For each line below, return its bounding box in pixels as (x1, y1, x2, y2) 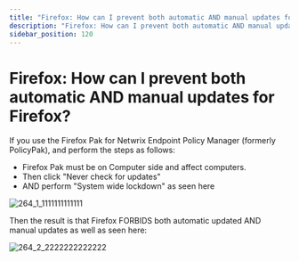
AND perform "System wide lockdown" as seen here (21, 181, 215, 192)
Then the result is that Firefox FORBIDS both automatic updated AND (9, 216, 262, 226)
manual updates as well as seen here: (9, 224, 148, 236)
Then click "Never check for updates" (21, 171, 162, 183)
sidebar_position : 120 (9, 29, 93, 38)
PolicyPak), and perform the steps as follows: (9, 144, 175, 156)
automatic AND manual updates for (9, 86, 275, 107)
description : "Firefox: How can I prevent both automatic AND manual (9, 21, 273, 30)
